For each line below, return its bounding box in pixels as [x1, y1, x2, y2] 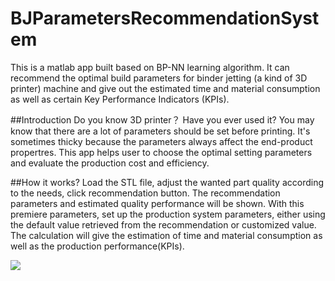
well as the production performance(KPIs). [10, 240, 185, 252]
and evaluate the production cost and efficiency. [10, 157, 210, 169]
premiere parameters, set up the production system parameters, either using [10, 208, 326, 220]
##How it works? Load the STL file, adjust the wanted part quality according [10, 176, 325, 188]
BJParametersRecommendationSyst [10, 7, 320, 30]
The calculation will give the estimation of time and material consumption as [10, 229, 323, 241]
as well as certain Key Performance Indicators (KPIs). [10, 93, 230, 105]
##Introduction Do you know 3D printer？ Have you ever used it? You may [10, 113, 315, 126]
